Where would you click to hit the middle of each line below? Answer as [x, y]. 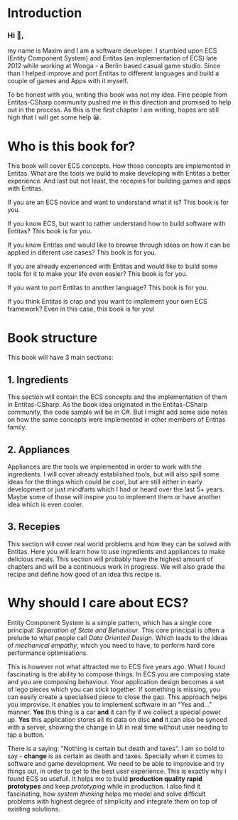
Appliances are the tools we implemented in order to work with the [105, 467]
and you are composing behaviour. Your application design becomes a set [116, 681]
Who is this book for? [71, 146]
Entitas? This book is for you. [50, 231]
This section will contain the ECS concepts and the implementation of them [117, 397]
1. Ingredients [38, 379]
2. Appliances [38, 449]
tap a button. [26, 735]
